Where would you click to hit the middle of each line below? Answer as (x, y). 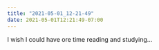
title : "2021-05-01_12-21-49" (51, 13)
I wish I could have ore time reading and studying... (80, 39)
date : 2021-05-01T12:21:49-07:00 (55, 20)
